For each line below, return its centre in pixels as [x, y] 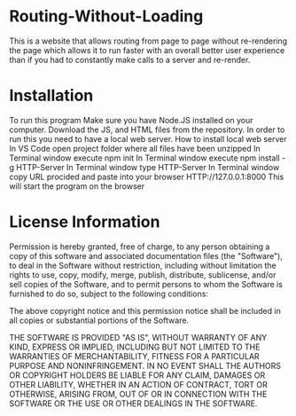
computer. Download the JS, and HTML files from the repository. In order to [147, 130]
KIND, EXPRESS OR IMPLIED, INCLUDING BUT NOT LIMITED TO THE [135, 347]
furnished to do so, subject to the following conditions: [109, 294]
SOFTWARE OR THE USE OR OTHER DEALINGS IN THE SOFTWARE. [133, 403]
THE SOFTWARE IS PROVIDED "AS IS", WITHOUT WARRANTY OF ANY [138, 337]
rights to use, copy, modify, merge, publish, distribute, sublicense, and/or [143, 275]
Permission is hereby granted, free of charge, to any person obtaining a [140, 247]
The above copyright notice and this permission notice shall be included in [145, 310]
